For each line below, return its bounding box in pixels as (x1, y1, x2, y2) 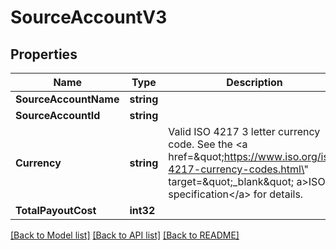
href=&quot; (168, 150, 225, 163)
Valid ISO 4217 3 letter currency (168, 125, 321, 138)
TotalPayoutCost (15, 204, 97, 217)
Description (226, 76, 283, 89)
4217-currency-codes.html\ (168, 162, 305, 176)
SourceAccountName (15, 92, 120, 106)
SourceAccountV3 (10, 6, 168, 29)
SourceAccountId (15, 109, 101, 122)
